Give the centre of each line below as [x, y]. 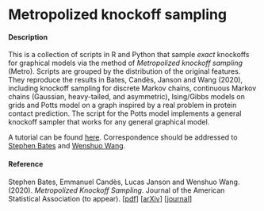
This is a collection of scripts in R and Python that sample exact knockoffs [129, 55]
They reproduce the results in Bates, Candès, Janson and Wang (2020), [126, 80]
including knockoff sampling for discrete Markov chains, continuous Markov [132, 88]
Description [28, 36]
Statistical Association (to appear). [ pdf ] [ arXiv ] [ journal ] [100, 198]
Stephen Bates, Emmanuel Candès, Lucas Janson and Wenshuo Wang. [124, 182]
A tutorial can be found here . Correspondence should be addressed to [123, 137]
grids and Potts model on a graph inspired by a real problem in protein [122, 105]
